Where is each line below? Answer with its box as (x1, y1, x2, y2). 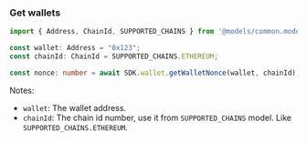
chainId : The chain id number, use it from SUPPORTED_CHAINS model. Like (22, 112, 292, 123)
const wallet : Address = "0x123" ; (9, 44, 142, 53)
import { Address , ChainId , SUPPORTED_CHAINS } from (9, 27, 215, 36)
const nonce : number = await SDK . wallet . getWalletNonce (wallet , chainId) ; (9, 68, 301, 77)
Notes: (9, 85, 35, 96)
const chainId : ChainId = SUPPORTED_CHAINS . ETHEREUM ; (9, 52, 219, 61)
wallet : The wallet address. (22, 102, 126, 113)
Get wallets (9, 6, 61, 19)
